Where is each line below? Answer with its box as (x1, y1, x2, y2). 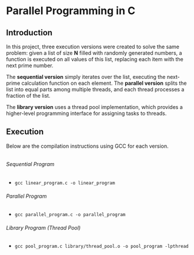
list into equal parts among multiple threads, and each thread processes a (6, 86, 185, 92)
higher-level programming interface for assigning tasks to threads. (6, 110, 167, 117)
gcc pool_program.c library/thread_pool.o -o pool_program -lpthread (14, 243, 189, 250)
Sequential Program (6, 161, 55, 168)
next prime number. (6, 62, 54, 69)
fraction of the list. (6, 92, 51, 99)
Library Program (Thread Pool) (6, 224, 81, 231)
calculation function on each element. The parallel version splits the (21, 80, 187, 87)
